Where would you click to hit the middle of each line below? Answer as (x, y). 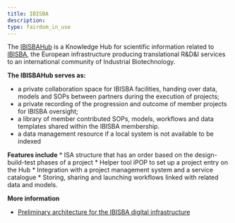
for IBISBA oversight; (48, 111)
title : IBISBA (28, 14)
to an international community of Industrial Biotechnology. (91, 62)
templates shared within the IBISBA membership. (89, 127)
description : (26, 20)
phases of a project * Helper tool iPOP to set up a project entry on (132, 163)
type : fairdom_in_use (39, 27)
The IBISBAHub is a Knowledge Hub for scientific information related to (111, 47)
